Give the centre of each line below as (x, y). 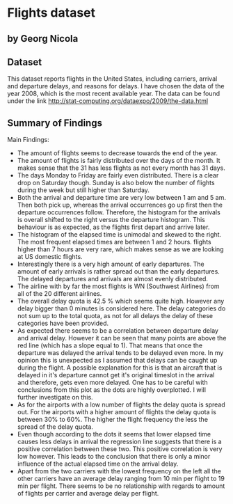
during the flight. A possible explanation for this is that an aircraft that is (120, 368)
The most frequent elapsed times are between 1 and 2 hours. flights (114, 242)
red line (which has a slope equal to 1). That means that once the (110, 345)
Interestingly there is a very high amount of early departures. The (111, 264)
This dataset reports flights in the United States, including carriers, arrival (112, 79)
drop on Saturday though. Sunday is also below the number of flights (116, 183)
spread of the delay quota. (55, 427)
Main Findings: (29, 140)
